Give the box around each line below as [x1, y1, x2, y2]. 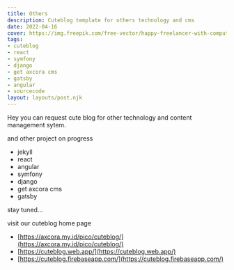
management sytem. [7, 121, 66, 129]
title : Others [7, 10, 49, 17]
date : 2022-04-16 [7, 23, 58, 30]
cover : [7, 29, 26, 37]
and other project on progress [7, 134, 93, 143]
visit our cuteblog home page [7, 219, 92, 227]
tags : [7, 36, 23, 43]
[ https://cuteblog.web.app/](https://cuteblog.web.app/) [17, 248, 176, 255]
